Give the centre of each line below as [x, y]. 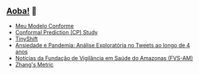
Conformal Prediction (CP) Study [56, 32]
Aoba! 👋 [22, 11]
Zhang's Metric [34, 64]
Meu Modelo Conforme [45, 25]
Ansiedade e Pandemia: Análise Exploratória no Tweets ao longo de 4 [103, 45]
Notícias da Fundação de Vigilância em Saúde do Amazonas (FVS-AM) [104, 58]
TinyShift [27, 39]
